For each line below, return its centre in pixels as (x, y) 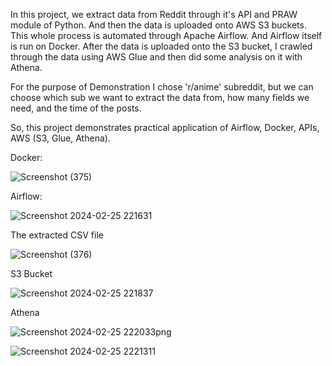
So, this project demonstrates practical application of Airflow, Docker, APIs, (165, 127)
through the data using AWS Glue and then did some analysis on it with (156, 57)
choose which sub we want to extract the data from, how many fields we (160, 97)
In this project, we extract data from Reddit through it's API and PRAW (154, 14)
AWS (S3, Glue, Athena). (60, 138)
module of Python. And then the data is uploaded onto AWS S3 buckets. (158, 25)
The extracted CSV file (57, 235)
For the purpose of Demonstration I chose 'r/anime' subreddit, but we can (162, 87)
